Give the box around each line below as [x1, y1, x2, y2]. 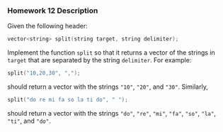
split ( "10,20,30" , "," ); [7, 70, 81, 77]
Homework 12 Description [7, 6, 98, 16]
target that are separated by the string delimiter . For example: [7, 56, 192, 65]
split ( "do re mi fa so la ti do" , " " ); [7, 97, 129, 104]
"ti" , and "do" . [7, 116, 51, 125]
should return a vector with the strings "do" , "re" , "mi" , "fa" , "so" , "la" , [7, 109, 216, 117]
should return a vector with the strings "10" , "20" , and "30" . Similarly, [7, 82, 209, 91]
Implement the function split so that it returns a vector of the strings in [7, 48, 216, 57]
